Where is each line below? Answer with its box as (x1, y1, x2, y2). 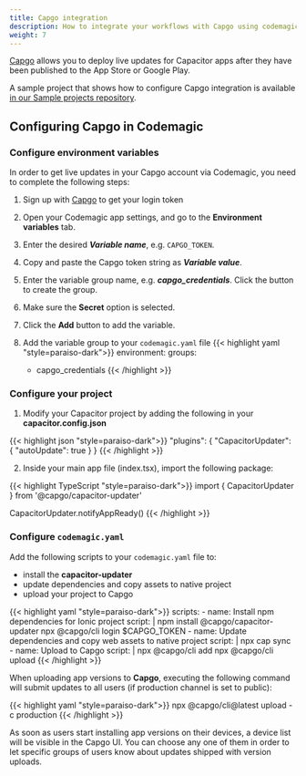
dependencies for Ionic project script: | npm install (9, 616, 199, 626)
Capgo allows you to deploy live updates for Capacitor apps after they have (9, 56, 292, 67)
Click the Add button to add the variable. (22, 320, 176, 331)
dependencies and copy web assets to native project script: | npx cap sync (9, 635, 291, 646)
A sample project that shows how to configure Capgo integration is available (9, 83, 296, 94)
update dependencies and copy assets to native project (22, 578, 232, 589)
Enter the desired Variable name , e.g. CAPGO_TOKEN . (22, 239, 215, 251)
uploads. (9, 756, 43, 767)
